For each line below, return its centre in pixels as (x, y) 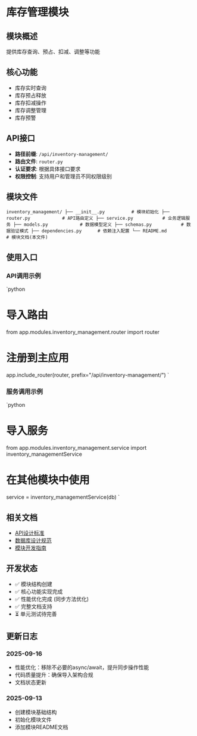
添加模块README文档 (41, 727)
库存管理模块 (38, 12)
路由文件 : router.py (39, 161)
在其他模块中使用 (48, 480)
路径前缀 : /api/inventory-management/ (61, 154)
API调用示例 (24, 275)
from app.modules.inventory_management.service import (76, 448)
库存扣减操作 (30, 103)
